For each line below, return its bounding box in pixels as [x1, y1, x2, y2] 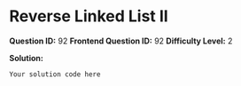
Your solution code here [9, 69, 101, 79]
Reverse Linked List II [9, 6, 168, 27]
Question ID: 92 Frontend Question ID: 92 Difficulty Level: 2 [9, 35, 233, 46]
